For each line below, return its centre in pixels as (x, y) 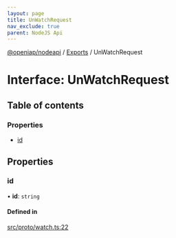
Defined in (22, 212)
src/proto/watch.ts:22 (38, 227)
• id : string (23, 196)
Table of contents (45, 105)
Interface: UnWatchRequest (88, 80)
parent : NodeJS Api (35, 33)
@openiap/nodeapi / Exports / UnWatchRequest (75, 52)
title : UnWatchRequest (40, 20)
